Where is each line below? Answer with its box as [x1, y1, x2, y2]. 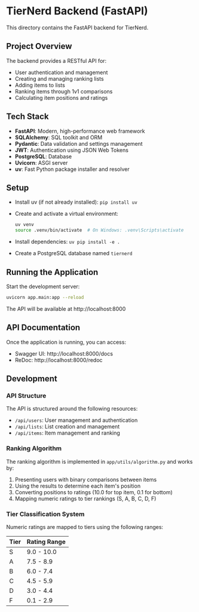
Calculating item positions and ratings [14, 94, 108, 101]
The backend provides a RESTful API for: [6, 57, 107, 64]
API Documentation [6, 323, 81, 333]
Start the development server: [6, 283, 80, 290]
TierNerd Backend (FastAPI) [6, 4, 148, 18]
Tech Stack [6, 112, 49, 122]
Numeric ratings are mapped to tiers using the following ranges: [6, 523, 163, 530]
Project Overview [6, 41, 72, 51]
